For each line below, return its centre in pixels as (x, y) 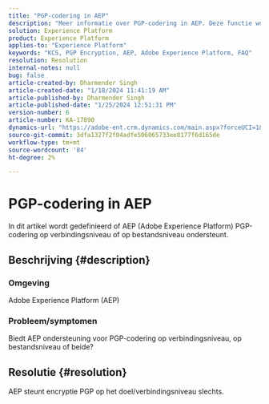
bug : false (26, 75)
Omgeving (29, 283)
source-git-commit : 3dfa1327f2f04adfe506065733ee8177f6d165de (114, 135)
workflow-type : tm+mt (44, 142)
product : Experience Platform (59, 38)
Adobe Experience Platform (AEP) (64, 300)
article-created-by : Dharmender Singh (73, 83)
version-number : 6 (39, 113)
